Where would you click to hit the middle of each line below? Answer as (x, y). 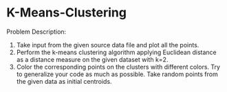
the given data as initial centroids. (64, 81)
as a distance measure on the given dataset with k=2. (92, 59)
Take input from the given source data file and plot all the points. (108, 45)
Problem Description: (36, 32)
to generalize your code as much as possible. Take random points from (117, 74)
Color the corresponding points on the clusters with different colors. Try (118, 67)
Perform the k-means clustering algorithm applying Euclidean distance (117, 52)
